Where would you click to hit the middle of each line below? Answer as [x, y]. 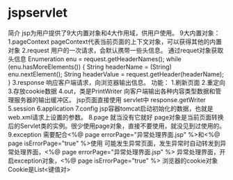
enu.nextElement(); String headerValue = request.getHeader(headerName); [116, 74]
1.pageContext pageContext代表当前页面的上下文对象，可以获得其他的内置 [115, 41]
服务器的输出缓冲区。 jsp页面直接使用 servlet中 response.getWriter [110, 99]
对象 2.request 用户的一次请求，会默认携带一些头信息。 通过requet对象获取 [116, 50]
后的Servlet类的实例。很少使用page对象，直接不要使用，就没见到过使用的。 [117, 126]
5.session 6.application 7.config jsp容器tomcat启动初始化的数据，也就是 [111, 108]
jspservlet [38, 13]
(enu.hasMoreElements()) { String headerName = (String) [90, 67]
